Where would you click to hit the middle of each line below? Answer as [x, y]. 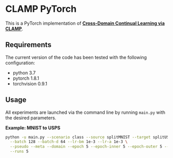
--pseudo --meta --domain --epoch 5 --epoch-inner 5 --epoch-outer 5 [86, 147]
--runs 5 [19, 152]
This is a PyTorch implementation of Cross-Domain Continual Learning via [85, 23]
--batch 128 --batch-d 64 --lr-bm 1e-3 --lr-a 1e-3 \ [69, 142]
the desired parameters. [31, 118]
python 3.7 [24, 73]
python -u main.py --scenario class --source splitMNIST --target [78, 137]
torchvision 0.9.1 [30, 83]
